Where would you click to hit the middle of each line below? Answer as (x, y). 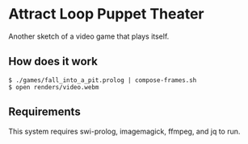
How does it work (53, 62)
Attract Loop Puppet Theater (106, 14)
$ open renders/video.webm (54, 87)
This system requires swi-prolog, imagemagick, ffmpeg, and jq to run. (124, 131)
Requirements (44, 112)
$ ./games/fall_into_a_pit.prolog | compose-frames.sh (103, 80)
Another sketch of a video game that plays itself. (89, 36)
